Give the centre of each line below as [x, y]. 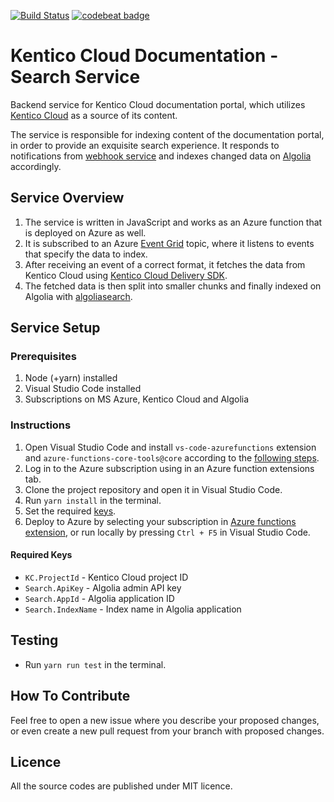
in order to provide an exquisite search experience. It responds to [145, 145]
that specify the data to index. [86, 254]
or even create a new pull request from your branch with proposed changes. [167, 731]
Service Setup [55, 328]
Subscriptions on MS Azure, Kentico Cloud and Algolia [137, 399]
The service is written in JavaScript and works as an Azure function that [173, 222]
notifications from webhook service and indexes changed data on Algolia [161, 156]
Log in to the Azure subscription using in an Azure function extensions [169, 468]
